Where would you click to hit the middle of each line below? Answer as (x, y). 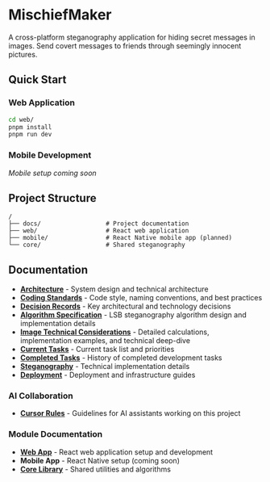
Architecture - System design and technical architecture (114, 289)
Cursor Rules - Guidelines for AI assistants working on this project (130, 413)
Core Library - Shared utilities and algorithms (96, 469)
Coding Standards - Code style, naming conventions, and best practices (141, 298)
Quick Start (37, 80)
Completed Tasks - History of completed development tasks (121, 358)
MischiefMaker (60, 15)
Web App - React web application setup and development (116, 452)
